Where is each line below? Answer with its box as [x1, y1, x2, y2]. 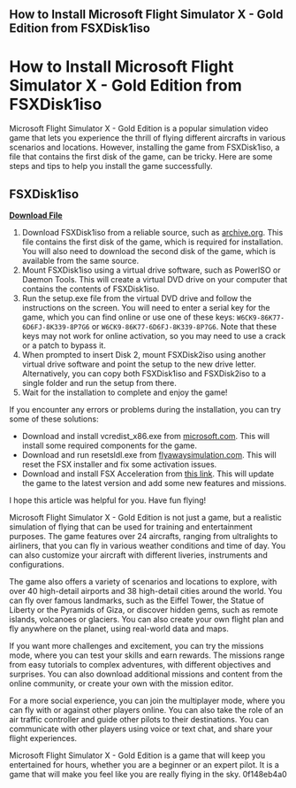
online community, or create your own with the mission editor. [9, 678, 234, 689]
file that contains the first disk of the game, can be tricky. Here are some [9, 151, 273, 162]
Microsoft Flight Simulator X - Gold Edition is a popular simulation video [9, 123, 269, 134]
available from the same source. [21, 256, 140, 267]
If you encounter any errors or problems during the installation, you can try [9, 405, 281, 415]
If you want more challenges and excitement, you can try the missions [9, 641, 264, 652]
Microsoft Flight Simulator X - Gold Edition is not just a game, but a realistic [9, 513, 283, 523]
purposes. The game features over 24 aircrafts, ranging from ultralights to [9, 531, 278, 542]
